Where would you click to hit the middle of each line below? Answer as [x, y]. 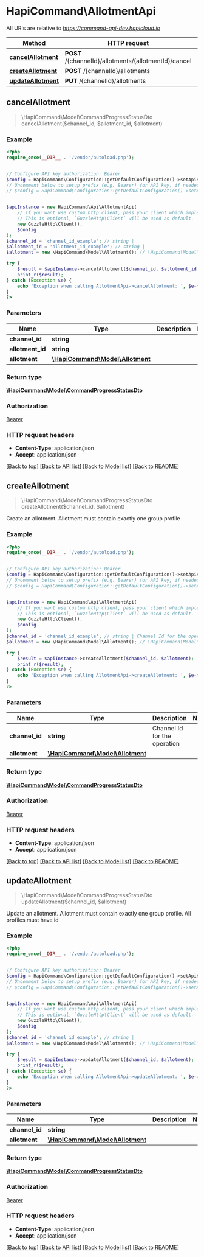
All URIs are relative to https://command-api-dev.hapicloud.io [83, 28]
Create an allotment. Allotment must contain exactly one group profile [93, 519]
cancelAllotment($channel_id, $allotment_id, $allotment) [92, 124]
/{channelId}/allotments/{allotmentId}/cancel [128, 61]
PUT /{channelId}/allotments [105, 80]
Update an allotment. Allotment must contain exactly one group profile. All [99, 913]
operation [166, 744]
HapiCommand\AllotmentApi [81, 11]
